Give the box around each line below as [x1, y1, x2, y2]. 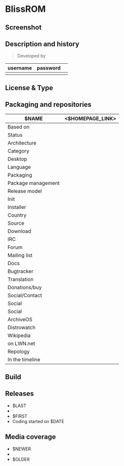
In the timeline [7, 356, 41, 363]
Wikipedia [7, 332, 31, 339]
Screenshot [5, 23, 42, 32]
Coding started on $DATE [12, 418, 64, 424]
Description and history [5, 39, 80, 48]
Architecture [7, 139, 37, 146]
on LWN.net [7, 340, 36, 347]
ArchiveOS [7, 316, 33, 323]
